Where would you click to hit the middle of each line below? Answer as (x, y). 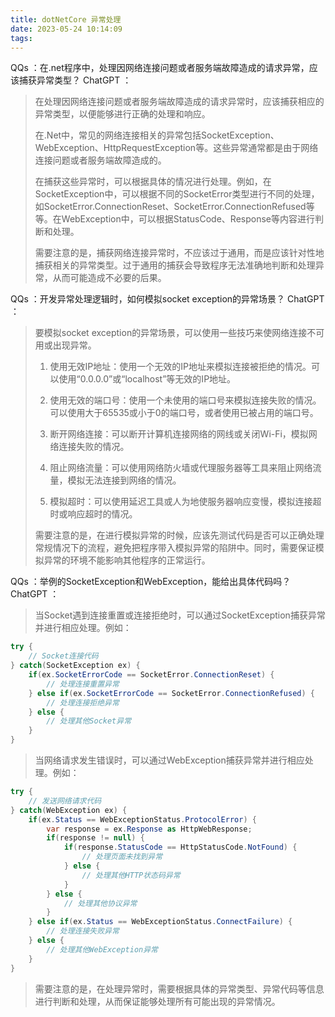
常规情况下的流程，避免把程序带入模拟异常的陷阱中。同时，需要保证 (175, 548)
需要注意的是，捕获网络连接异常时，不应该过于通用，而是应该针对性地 (179, 253)
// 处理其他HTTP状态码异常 (131, 875)
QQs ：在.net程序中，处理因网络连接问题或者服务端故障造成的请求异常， (160, 68)
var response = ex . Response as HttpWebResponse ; (149, 829)
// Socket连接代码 (63, 656)
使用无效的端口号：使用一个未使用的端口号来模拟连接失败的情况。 (185, 400)
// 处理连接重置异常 (83, 684)
